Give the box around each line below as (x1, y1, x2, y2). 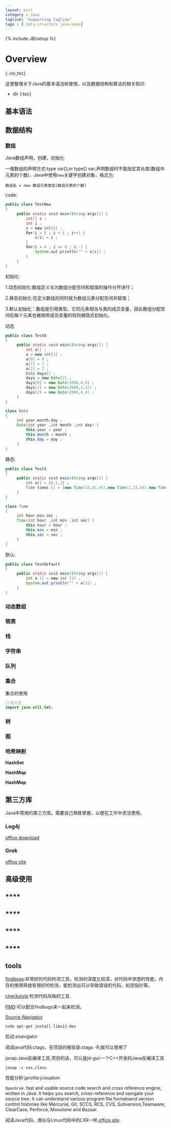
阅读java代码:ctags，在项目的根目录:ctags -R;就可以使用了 (5, 1044, 128, 1050)
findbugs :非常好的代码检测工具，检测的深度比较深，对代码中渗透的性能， (5, 975, 159, 982)
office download (5, 834, 40, 841)
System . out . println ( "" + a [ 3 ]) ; (25, 581, 97, 586)
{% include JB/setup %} (5, 36, 56, 42)
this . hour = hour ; (25, 523, 67, 528)
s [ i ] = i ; (35, 235, 58, 240)
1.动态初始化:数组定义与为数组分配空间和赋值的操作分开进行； (5, 284, 135, 290)
